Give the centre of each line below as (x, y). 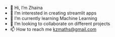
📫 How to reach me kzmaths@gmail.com (53, 29)
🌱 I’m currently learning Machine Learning (53, 18)
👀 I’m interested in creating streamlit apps (53, 13)
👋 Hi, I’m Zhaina (26, 8)
